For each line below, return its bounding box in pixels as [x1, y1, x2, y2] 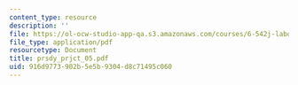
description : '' [9, 21, 69, 30]
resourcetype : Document [9, 46, 98, 55]
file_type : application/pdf [9, 37, 114, 47]
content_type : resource [9, 12, 98, 22]
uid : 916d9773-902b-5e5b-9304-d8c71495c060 [9, 63, 173, 72]
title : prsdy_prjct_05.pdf [9, 54, 109, 63]
